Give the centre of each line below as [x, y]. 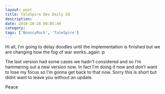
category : [15, 28]
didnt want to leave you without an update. [49, 77]
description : [19, 19]
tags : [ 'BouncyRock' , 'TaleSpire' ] [42, 33]
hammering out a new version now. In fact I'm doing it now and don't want [81, 67]
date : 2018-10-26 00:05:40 [33, 23]
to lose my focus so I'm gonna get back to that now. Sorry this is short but [81, 72]
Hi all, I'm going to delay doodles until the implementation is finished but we [83, 47]
